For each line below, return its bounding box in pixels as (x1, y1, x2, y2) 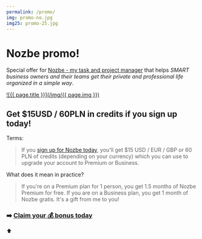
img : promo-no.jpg (6, 15, 53, 21)
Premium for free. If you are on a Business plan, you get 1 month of (21, 189, 189, 196)
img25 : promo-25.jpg (6, 20, 59, 26)
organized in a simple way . (6, 80, 74, 87)
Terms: (6, 134, 24, 142)
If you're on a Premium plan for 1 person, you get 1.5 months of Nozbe (21, 183, 197, 190)
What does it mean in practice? (6, 171, 84, 178)
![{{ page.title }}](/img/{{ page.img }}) (6, 91, 100, 99)
